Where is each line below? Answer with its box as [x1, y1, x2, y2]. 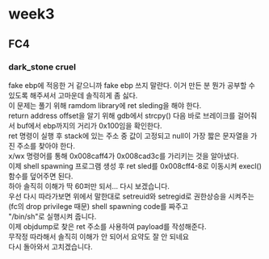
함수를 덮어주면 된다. [8, 171, 74, 181]
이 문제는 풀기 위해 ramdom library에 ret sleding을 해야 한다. [8, 100, 202, 110]
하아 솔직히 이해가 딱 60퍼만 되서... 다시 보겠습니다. [8, 181, 170, 190]
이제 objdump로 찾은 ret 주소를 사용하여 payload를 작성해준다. [8, 221, 207, 231]
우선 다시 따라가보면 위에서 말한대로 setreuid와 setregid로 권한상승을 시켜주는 [8, 191, 254, 201]
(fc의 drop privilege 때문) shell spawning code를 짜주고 [8, 201, 188, 211]
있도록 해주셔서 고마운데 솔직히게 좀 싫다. [8, 90, 138, 100]
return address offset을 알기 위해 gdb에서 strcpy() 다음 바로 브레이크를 [8, 111, 236, 120]
